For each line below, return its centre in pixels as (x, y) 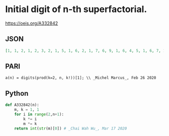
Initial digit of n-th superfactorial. (76, 9)
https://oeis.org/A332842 (32, 23)
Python (17, 93)
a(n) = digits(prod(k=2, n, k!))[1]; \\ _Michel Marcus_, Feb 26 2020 (81, 78)
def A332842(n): (22, 105)
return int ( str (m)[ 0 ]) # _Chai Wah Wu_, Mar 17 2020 (71, 128)
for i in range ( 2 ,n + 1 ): (39, 114)
